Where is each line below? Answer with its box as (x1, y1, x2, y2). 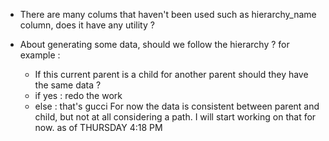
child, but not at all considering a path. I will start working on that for (34, 111, 317, 123)
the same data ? (34, 79, 102, 91)
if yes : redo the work (34, 90, 123, 101)
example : (19, 49, 61, 61)
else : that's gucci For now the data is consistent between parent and (34, 100, 320, 112)
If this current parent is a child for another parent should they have (34, 69, 309, 80)
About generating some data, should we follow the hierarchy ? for (19, 39, 290, 50)
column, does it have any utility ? (19, 19, 155, 31)
